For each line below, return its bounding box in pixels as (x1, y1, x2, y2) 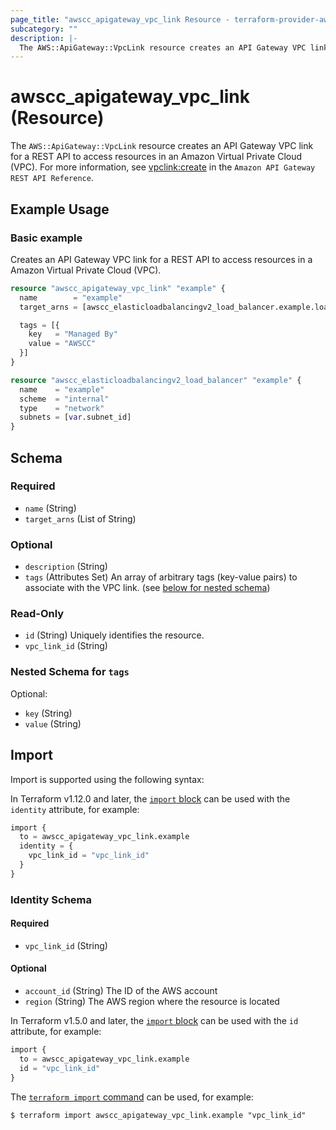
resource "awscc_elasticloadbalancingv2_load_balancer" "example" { (10, 375, 302, 385)
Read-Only (10, 607, 65, 621)
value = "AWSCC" (28, 339, 97, 349)
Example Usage (10, 201, 110, 218)
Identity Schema (10, 892, 93, 906)
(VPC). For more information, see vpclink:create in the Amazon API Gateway (10, 161, 316, 173)
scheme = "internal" (19, 394, 110, 404)
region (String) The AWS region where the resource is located (24, 996, 280, 1008)
